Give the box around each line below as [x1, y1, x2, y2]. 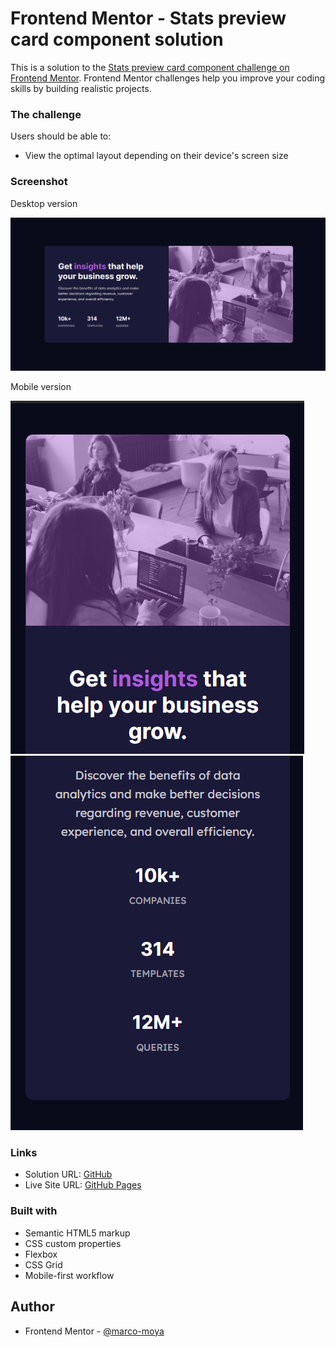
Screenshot [10, 175, 68, 189]
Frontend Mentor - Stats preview [10, 7, 287, 30]
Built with [10, 1204, 58, 1218]
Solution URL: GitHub [24, 1168, 113, 1181]
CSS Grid [24, 1258, 63, 1271]
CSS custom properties [24, 1237, 122, 1249]
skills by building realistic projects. [10, 82, 152, 94]
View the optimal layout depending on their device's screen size [24, 150, 289, 162]
